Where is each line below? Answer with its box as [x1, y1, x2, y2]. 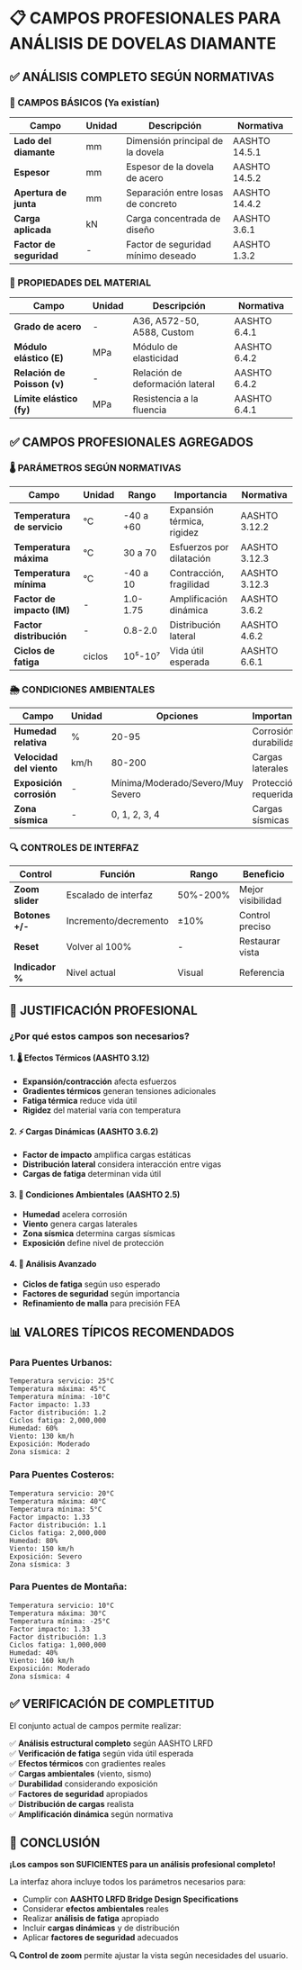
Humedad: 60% [9, 1424, 58, 1433]
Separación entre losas [125, 186, 224, 199]
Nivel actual [66, 966, 117, 979]
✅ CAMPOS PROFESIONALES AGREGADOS [9, 434, 253, 449]
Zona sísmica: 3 [9, 1559, 70, 1568]
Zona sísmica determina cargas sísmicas [22, 1228, 175, 1239]
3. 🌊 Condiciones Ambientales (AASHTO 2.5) [9, 1188, 181, 1199]
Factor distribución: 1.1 [9, 1520, 106, 1530]
